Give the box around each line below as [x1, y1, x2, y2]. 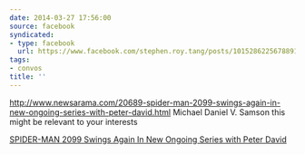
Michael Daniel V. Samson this [172, 106, 286, 118]
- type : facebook [9, 38, 75, 48]
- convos [9, 64, 43, 73]
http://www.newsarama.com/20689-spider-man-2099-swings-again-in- [9, 97, 281, 108]
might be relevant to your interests [9, 116, 138, 127]
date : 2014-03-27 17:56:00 [9, 13, 112, 23]
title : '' [9, 72, 47, 82]
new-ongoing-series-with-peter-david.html [9, 106, 171, 118]
